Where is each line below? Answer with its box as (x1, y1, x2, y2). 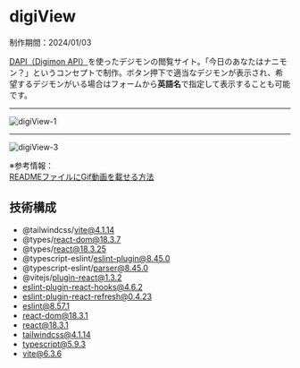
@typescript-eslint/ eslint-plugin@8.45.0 (21, 252, 171, 263)
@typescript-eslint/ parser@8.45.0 (21, 262, 149, 273)
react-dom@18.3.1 (21, 310, 89, 321)
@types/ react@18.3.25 (21, 244, 107, 254)
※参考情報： (9, 159, 54, 171)
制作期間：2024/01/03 (9, 37, 92, 47)
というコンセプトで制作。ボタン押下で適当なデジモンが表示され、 (32, 67, 276, 78)
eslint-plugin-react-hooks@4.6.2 (21, 281, 143, 292)
